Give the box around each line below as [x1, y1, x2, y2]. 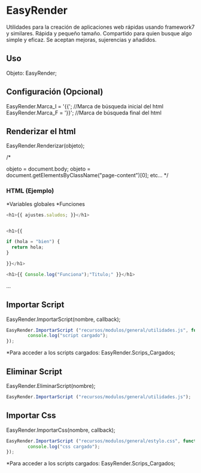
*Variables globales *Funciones [6, 200, 86, 207]
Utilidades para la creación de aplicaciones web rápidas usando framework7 [6, 23, 195, 31]
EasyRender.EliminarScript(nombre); [6, 383, 96, 390]
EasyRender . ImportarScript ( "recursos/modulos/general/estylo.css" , [6, 438, 181, 444]
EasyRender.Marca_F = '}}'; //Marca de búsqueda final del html [6, 109, 162, 116]
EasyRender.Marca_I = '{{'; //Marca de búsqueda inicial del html [6, 102, 163, 110]
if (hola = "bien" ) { [6, 239, 60, 245]
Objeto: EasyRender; [6, 69, 57, 77]
